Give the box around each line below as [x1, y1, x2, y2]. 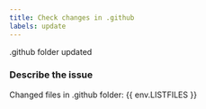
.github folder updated [9, 46, 93, 57]
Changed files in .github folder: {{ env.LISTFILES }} [9, 89, 198, 100]
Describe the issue [9, 68, 93, 81]
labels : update [9, 22, 67, 31]
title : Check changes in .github [9, 13, 135, 23]
